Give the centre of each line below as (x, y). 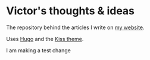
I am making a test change (39, 50)
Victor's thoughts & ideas (71, 11)
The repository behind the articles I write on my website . (75, 27)
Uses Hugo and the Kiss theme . (45, 39)
